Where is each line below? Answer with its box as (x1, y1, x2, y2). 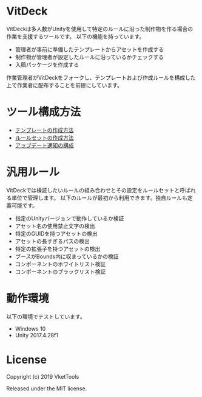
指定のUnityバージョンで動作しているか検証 (15, 214, 124, 222)
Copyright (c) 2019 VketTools (6, 373, 79, 380)
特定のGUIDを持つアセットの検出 (15, 230, 98, 237)
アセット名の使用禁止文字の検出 (15, 222, 95, 230)
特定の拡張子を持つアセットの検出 (15, 245, 101, 252)
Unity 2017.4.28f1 (15, 331, 59, 339)
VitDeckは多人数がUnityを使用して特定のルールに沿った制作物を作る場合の (6, 25, 193, 32)
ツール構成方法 (6, 105, 81, 119)
